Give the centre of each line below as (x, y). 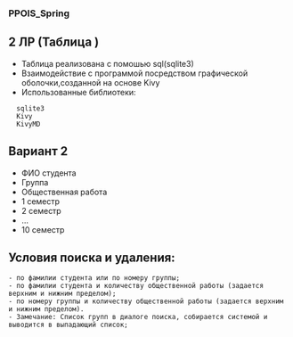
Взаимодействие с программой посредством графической (134, 73)
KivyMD (28, 124)
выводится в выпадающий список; (68, 325)
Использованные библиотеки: (78, 92)
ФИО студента (49, 173)
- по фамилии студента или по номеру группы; (94, 278)
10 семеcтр (43, 229)
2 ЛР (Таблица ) (54, 42)
